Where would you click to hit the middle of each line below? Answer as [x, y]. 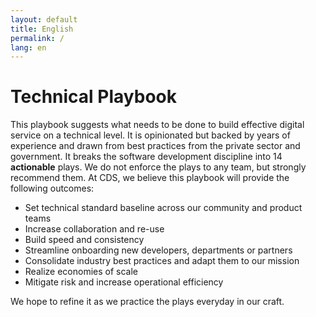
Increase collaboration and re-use [94, 229]
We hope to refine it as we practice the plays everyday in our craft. [147, 302]
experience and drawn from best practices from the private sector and [155, 146]
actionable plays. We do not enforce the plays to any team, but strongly [158, 167]
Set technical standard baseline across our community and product [163, 208]
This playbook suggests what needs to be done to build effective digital [157, 125]
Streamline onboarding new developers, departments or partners [158, 250]
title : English [42, 29]
